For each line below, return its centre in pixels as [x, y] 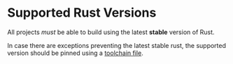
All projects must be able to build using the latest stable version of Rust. [111, 32]
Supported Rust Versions [82, 13]
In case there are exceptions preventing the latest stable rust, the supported [116, 45]
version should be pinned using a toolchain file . [75, 53]
